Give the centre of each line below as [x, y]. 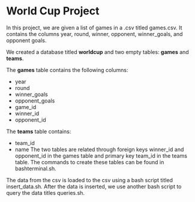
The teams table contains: [39, 131]
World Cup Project [53, 11]
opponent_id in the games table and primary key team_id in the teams [101, 156]
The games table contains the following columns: [67, 70]
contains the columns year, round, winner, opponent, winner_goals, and [94, 34]
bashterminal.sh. [36, 168]
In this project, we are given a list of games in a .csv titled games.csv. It [94, 28]
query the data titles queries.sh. [46, 192]
